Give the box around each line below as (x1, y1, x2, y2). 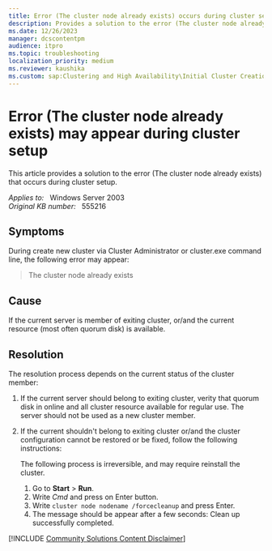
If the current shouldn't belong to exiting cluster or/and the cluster (19, 426, 241, 436)
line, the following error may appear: (8, 254, 130, 264)
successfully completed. (32, 518, 115, 528)
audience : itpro (8, 42, 63, 50)
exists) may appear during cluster (8, 124, 240, 143)
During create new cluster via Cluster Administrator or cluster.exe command (8, 246, 261, 256)
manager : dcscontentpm (8, 34, 85, 43)
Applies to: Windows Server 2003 (8, 192, 125, 203)
